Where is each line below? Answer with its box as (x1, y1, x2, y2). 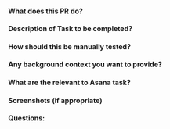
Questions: (8, 113, 45, 123)
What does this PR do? (8, 6, 84, 16)
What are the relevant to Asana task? (8, 77, 132, 87)
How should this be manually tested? (8, 41, 132, 51)
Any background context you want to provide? (8, 59, 163, 70)
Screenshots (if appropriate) (8, 95, 103, 105)
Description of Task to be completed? (8, 24, 133, 34)
